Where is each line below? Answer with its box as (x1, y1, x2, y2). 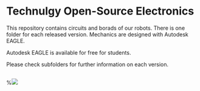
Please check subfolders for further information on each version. (6, 61, 169, 68)
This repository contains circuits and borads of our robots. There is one (6, 24, 185, 32)
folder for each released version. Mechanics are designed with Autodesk (6, 30, 188, 38)
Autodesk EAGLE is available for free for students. (6, 49, 131, 56)
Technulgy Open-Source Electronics (6, 4, 195, 18)
